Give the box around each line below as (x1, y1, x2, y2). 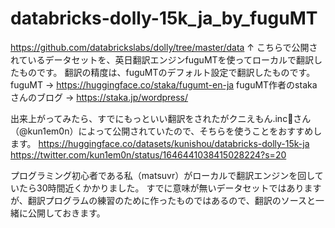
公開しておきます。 (27, 207, 106, 219)
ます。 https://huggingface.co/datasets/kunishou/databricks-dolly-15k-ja (10, 137, 310, 149)
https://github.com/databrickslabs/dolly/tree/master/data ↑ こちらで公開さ (10, 41, 318, 53)
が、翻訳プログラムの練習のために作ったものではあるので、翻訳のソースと (10, 194, 317, 206)
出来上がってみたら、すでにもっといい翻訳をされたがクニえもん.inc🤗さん (10, 112, 312, 124)
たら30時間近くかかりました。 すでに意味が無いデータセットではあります (18, 182, 322, 194)
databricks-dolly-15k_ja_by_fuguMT (10, 7, 318, 30)
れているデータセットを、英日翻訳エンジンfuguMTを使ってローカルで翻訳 (10, 53, 314, 66)
